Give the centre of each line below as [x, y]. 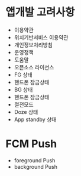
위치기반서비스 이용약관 [41, 37]
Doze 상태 [26, 112]
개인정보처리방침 [33, 45]
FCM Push [31, 144]
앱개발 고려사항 [40, 12]
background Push [35, 166]
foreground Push [35, 160]
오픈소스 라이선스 [34, 67]
